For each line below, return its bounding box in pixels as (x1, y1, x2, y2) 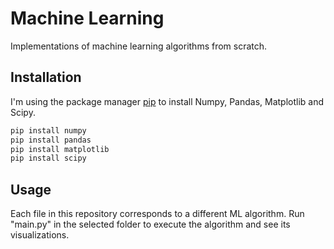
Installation (10, 69, 82, 86)
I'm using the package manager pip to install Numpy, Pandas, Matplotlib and (10, 95, 325, 107)
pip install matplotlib (10, 144, 110, 154)
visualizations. (10, 229, 70, 241)
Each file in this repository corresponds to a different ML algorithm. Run (10, 208, 305, 220)
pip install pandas (10, 135, 92, 145)
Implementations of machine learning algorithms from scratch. (10, 40, 268, 52)
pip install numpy (10, 125, 87, 136)
